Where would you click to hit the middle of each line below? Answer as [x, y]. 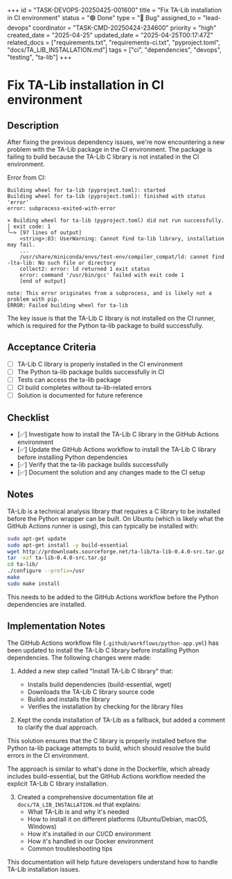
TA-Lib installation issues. [44, 869]
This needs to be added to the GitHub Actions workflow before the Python [113, 597]
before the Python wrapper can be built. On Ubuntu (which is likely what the [115, 518]
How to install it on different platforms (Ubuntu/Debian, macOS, [118, 819]
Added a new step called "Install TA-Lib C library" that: [95, 671]
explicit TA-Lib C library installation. [58, 783]
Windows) [42, 826]
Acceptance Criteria [52, 347]
